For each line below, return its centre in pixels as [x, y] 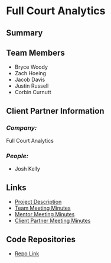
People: [17, 156]
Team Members [35, 52]
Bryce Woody [31, 67]
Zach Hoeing [30, 73]
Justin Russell [32, 86]
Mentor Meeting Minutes [45, 214]
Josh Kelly [27, 169]
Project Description [38, 202]
